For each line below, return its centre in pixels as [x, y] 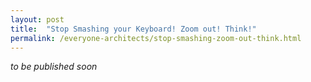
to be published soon [54, 67]
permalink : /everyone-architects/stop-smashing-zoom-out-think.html [156, 38]
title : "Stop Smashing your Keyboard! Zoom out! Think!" [133, 29]
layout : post [37, 19]
